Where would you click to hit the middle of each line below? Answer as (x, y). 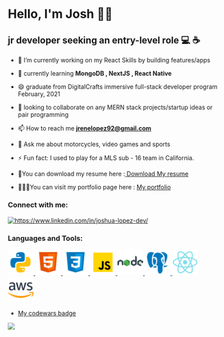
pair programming (43, 115)
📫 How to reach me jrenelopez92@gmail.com (84, 128)
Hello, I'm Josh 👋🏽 (60, 14)
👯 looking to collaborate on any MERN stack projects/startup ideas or (115, 107)
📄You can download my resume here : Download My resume (103, 174)
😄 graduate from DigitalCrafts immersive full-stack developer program (117, 86)
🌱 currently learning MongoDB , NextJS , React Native (95, 73)
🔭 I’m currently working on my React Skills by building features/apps (114, 60)
